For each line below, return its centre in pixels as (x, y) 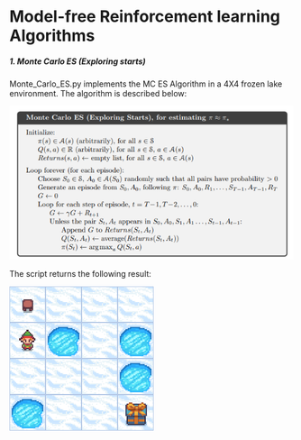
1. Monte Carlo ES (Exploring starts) (78, 61)
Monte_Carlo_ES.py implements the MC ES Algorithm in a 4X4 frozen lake (146, 84)
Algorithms (52, 36)
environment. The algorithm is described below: (98, 94)
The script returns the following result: (80, 273)
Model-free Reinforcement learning (145, 17)
